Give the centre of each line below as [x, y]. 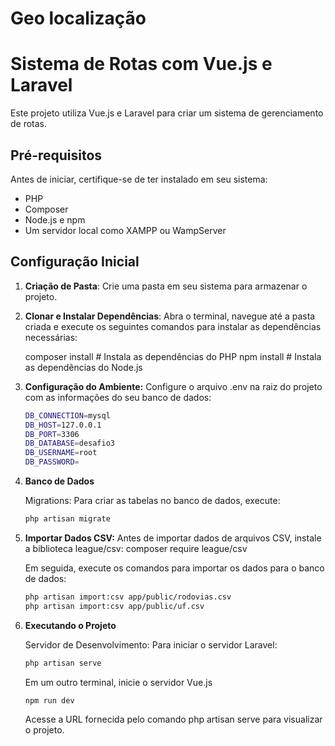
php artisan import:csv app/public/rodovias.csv [128, 597]
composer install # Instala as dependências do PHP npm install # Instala [173, 356]
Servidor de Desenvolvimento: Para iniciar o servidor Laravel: [151, 644]
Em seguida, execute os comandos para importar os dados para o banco [174, 568]
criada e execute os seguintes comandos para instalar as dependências [173, 326]
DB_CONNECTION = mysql [67, 415]
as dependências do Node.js [83, 367]
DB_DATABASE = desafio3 [69, 443]
